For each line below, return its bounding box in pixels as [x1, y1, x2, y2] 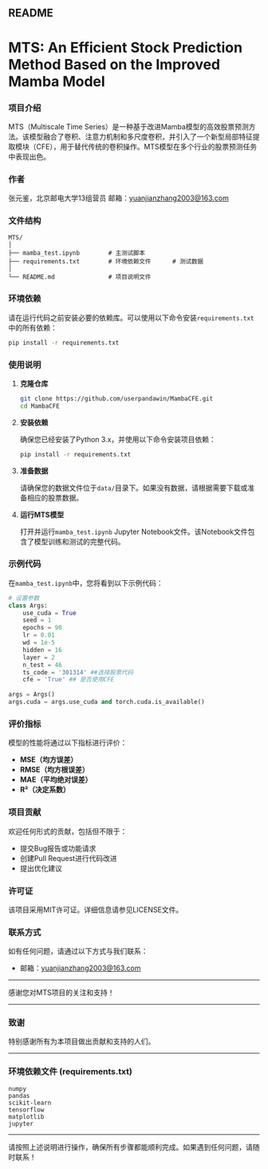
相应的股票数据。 [26, 492, 84, 502]
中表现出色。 [8, 152, 50, 161]
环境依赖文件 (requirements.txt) [8, 1066, 133, 1077]
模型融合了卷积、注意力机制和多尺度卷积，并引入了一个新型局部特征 [29, 132, 253, 141]
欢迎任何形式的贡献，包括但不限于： [8, 826, 128, 836]
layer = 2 [22, 654, 56, 662]
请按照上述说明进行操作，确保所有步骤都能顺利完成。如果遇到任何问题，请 [8, 1142, 253, 1151]
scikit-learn [8, 1099, 52, 1107]
